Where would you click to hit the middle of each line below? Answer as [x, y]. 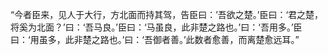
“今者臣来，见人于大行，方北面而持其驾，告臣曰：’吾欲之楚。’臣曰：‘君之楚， [167, 14]
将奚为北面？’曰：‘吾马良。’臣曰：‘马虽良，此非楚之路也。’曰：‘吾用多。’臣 [156, 27]
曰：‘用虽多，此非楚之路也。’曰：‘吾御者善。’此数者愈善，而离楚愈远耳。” [155, 39]
